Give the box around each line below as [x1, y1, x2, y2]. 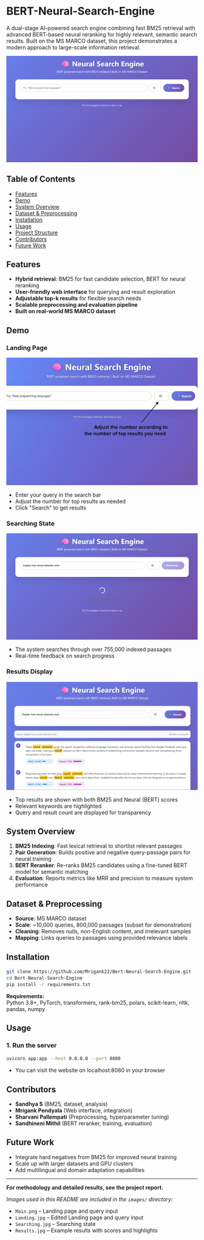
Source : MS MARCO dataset [15, 915, 87, 922]
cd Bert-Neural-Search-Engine [6, 975, 83, 981]
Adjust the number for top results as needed [15, 497, 126, 505]
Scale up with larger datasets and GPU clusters [15, 1160, 134, 1167]
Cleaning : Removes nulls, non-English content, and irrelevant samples [15, 928, 191, 935]
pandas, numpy [6, 1005, 46, 1012]
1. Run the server [6, 1041, 57, 1050]
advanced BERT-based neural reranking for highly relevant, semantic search [6, 30, 197, 38]
